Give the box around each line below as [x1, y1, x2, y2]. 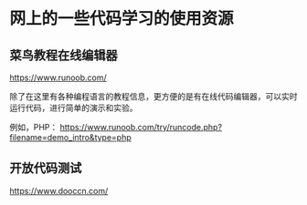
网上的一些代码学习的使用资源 [9, 8, 235, 29]
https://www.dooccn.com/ [9, 185, 109, 196]
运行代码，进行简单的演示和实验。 [9, 102, 138, 113]
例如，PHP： [9, 122, 58, 132]
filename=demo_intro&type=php [9, 132, 132, 142]
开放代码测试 [9, 160, 82, 176]
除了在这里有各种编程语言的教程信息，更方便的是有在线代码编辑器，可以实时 [9, 91, 298, 101]
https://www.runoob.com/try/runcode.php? [59, 122, 222, 132]
